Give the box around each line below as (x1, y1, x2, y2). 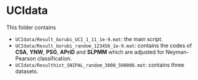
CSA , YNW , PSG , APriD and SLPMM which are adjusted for (15, 48, 165, 55)
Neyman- (165, 48, 190, 55)
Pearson (15, 55, 36, 62)
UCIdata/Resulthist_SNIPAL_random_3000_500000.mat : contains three (15, 61, 185, 68)
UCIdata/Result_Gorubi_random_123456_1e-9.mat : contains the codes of (15, 42, 192, 49)
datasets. (15, 67, 39, 75)
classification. (37, 55, 72, 62)
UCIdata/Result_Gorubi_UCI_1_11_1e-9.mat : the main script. (15, 35, 163, 42)
